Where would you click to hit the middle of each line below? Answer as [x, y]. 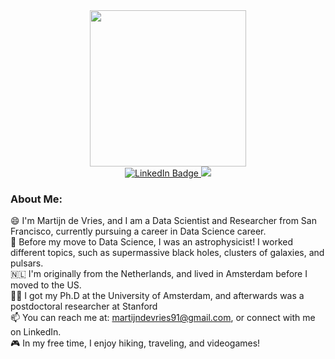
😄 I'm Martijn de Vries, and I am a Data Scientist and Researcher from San [163, 221]
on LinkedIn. [36, 332]
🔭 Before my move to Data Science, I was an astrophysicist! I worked [151, 242]
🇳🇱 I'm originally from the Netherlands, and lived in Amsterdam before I [159, 274]
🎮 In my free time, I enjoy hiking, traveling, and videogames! [135, 343]
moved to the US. [46, 285]
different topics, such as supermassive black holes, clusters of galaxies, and [167, 253]
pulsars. [27, 263]
